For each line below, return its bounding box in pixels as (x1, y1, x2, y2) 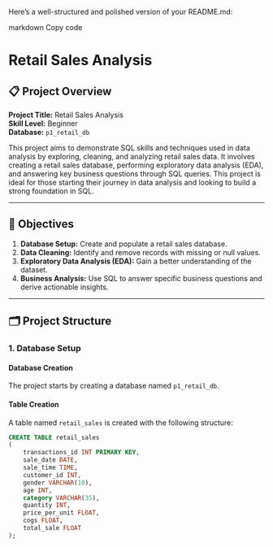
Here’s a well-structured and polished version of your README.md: (8, 7, 233, 16)
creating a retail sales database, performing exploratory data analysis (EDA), (8, 160, 264, 170)
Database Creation (8, 362, 73, 372)
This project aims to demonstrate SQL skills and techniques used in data (8, 143, 250, 153)
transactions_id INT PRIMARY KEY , (23, 449, 140, 457)
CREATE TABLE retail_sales (8, 433, 100, 441)
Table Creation (8, 399, 59, 409)
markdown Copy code (8, 23, 83, 32)
